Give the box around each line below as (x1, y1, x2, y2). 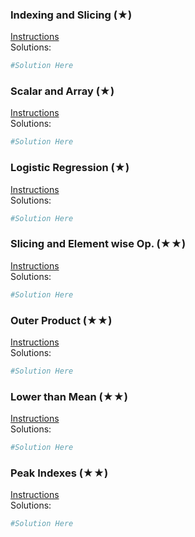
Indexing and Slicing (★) (10, 8, 133, 22)
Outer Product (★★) (10, 313, 113, 327)
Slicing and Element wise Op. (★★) (10, 237, 187, 251)
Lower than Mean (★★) (10, 389, 129, 403)
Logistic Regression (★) (10, 161, 130, 175)
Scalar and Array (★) (10, 84, 115, 98)
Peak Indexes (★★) (10, 466, 109, 480)
